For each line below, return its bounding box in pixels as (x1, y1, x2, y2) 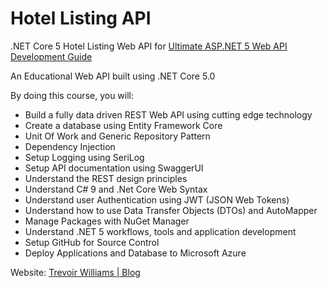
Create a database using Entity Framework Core (24, 119, 223, 131)
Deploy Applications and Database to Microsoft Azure (24, 247, 247, 259)
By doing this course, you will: (10, 89, 135, 101)
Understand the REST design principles (24, 172, 188, 184)
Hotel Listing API (10, 7, 152, 30)
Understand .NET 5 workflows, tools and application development (24, 225, 297, 237)
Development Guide (10, 50, 93, 62)
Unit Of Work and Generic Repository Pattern (24, 130, 211, 142)
